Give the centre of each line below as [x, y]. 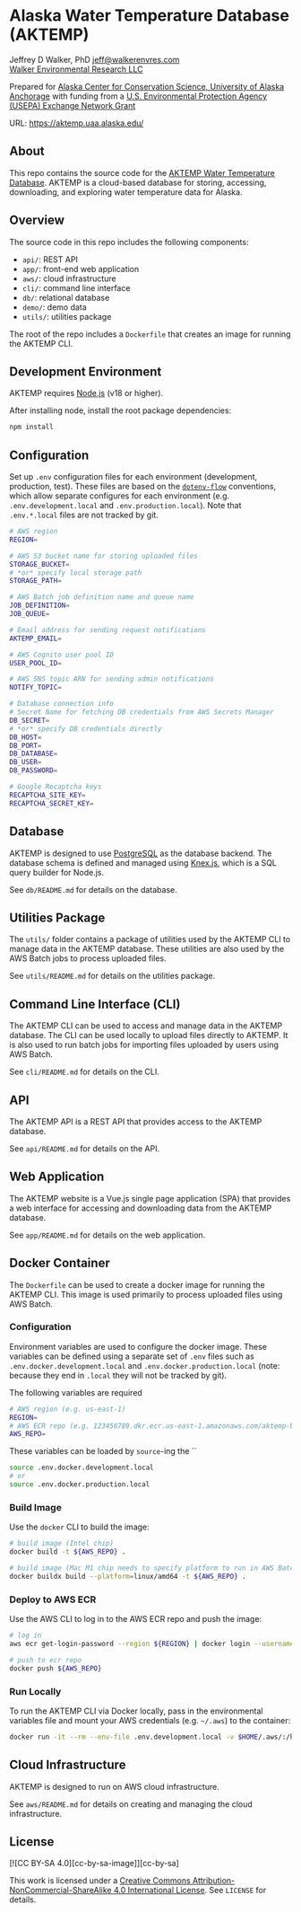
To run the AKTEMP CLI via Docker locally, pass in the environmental [136, 1711]
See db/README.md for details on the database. [93, 889]
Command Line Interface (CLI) [95, 1004]
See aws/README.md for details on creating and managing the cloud [131, 1804]
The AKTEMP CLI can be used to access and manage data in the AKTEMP [146, 1026]
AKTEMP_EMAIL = [36, 639]
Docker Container [60, 1263]
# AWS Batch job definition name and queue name [102, 597]
